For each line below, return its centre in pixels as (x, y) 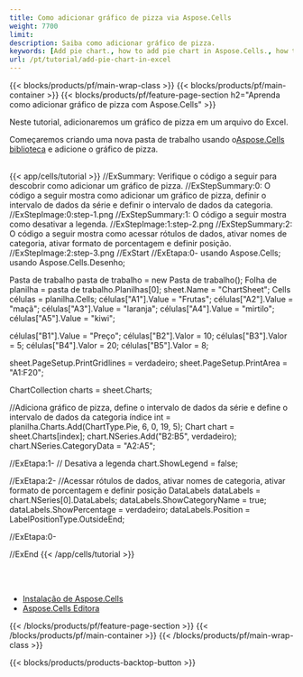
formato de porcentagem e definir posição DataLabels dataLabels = (135, 490)
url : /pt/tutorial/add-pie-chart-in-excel (90, 60)
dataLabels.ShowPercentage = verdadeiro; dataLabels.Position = (130, 510)
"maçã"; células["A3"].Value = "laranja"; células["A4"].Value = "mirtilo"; (142, 309)
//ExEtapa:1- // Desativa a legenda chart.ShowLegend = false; (124, 463)
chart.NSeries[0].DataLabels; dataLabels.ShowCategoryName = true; (138, 500)
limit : (22, 34)
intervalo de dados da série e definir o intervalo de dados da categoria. (141, 205)
